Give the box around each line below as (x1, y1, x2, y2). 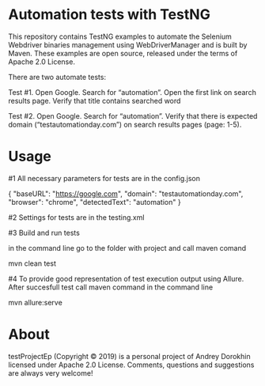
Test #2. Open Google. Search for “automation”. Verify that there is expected (8, 111, 258, 120)
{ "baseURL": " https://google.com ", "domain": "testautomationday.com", (8, 188, 244, 199)
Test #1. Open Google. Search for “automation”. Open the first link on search (8, 87, 257, 96)
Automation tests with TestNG (8, 6, 211, 24)
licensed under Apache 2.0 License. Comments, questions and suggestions (8, 360, 255, 369)
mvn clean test (8, 259, 57, 268)
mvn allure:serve (8, 297, 63, 307)
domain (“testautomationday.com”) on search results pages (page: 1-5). (8, 119, 242, 129)
